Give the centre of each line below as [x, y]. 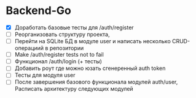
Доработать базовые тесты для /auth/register [74, 27]
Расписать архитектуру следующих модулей [74, 89]
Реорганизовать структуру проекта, [62, 34]
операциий [29, 48]
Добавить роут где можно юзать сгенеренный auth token [90, 68]
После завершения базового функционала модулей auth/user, [96, 82]
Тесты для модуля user [45, 75]
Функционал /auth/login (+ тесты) [58, 61]
